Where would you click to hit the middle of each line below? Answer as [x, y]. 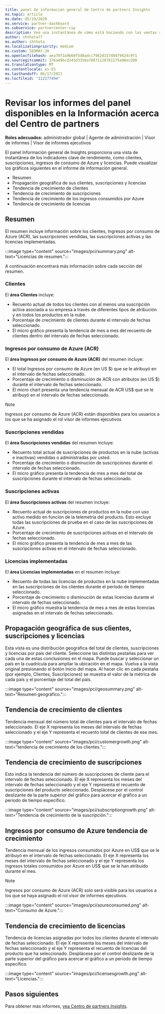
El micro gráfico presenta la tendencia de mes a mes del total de [77, 473]
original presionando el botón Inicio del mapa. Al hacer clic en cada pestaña [82, 669]
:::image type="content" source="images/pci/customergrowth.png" [73, 742]
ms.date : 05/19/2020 [26, 19]
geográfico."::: [52, 694]
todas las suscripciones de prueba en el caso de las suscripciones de [82, 522]
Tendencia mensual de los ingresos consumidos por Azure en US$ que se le [82, 850]
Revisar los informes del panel [68, 103]
